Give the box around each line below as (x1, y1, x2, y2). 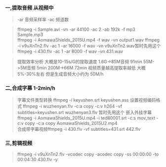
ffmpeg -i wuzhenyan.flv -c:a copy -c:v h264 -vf (23, 103, 123, 109)
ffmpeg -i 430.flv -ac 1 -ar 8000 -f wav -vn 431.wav (17, 49, 124, 55)
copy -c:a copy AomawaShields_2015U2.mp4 (24, 120, 118, 126)
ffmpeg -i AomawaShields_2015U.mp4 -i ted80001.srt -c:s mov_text (17, 115, 156, 121)
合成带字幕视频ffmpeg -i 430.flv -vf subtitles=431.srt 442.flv (17, 126, 141, 132)
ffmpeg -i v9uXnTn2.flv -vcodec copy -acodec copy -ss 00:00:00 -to (17, 151, 159, 157)
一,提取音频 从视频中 (5, 4, 54, 11)
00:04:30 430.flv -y (17, 156, 58, 162)
